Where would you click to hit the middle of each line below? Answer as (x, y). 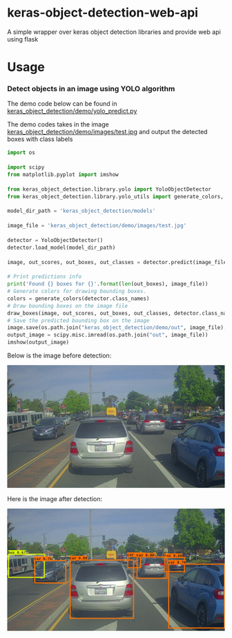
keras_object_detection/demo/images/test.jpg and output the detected (107, 132)
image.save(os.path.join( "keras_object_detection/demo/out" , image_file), (117, 328)
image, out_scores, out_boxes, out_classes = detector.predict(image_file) (118, 262)
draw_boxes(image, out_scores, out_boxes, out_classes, (89, 313)
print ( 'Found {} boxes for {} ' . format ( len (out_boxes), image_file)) (108, 284)
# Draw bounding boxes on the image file (68, 306)
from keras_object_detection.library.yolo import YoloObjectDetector (109, 189)
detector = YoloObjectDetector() (55, 240)
